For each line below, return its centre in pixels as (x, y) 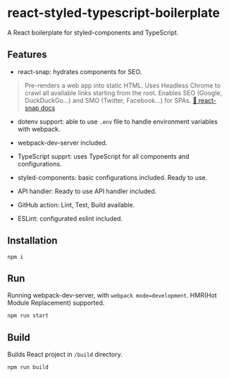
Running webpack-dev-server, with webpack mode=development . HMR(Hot (112, 295)
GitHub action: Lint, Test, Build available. (76, 205)
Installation (32, 241)
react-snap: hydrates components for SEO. (80, 71)
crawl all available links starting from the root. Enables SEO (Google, (123, 92)
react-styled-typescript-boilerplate (114, 13)
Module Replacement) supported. (56, 303)
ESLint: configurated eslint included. (70, 218)
